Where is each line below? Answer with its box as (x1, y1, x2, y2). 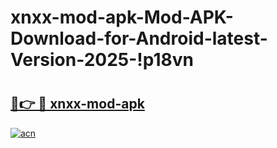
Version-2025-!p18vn (10, 49, 195, 71)
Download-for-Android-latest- (10, 27, 268, 50)
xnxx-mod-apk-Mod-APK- (10, 6, 234, 29)
